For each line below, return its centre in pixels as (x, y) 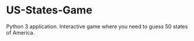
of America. (20, 32)
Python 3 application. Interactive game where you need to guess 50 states (97, 26)
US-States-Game (49, 10)
